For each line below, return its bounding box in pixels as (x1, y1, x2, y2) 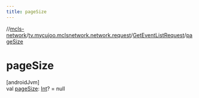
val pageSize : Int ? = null (6, 85, 65, 92)
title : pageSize (6, 8, 47, 15)
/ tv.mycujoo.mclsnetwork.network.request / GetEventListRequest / (26, 31, 187, 39)
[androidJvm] (6, 78, 40, 85)
